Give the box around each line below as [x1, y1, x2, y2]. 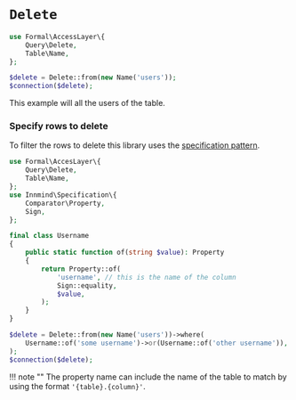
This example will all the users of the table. [9, 98, 166, 109]
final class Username [9, 232, 90, 241]
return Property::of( [41, 265, 122, 273]
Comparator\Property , [25, 199, 105, 208]
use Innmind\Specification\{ [9, 190, 117, 200]
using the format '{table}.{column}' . [9, 380, 147, 391]
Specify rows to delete [9, 120, 108, 133]
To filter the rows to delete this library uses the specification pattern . [9, 140, 260, 151]
